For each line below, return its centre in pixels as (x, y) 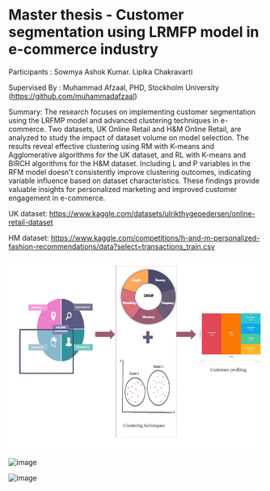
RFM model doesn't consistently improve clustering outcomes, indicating (130, 172)
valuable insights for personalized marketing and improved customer (123, 189)
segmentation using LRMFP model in (134, 32)
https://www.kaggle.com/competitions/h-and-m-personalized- (156, 237)
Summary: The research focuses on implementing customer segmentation (132, 112)
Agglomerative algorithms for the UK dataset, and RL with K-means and (127, 155)
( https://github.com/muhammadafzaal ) (73, 96)
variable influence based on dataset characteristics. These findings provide (134, 181)
